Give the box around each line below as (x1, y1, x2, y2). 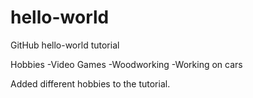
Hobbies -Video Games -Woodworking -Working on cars (10, 58, 243, 70)
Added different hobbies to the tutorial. (10, 77, 171, 90)
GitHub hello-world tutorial (10, 39, 120, 51)
